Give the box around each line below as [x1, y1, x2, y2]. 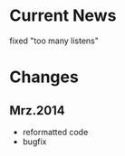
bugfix [22, 136, 47, 147]
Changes [9, 67, 79, 87]
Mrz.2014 [9, 103, 65, 118]
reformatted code [22, 126, 89, 137]
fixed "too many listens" [9, 35, 100, 46]
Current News [9, 5, 117, 26]
